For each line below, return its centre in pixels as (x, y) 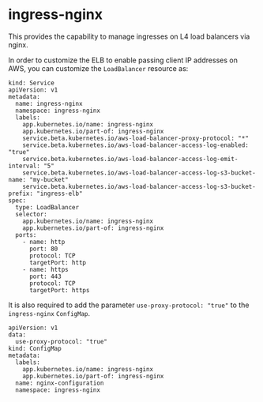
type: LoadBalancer (47, 207)
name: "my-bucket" (38, 179)
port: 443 (45, 276)
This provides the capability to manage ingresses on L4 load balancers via (129, 36)
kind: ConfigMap (35, 348)
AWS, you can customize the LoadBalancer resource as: (98, 68)
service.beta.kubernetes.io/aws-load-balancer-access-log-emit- (130, 159)
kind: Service (32, 83)
